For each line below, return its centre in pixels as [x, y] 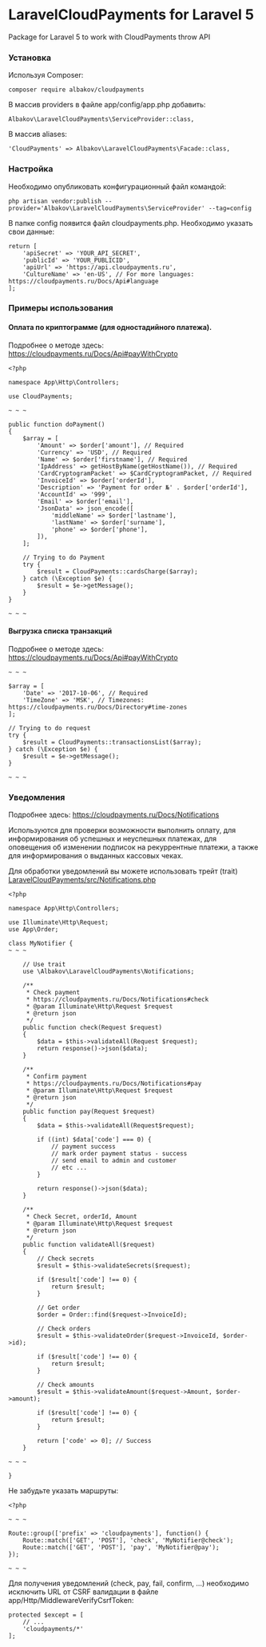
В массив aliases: [38, 135]
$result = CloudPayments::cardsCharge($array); [117, 571]
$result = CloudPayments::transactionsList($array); [112, 742]
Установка [30, 58]
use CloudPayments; [41, 396]
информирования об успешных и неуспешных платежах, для [113, 839]
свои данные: [31, 231]
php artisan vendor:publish [55, 201]
